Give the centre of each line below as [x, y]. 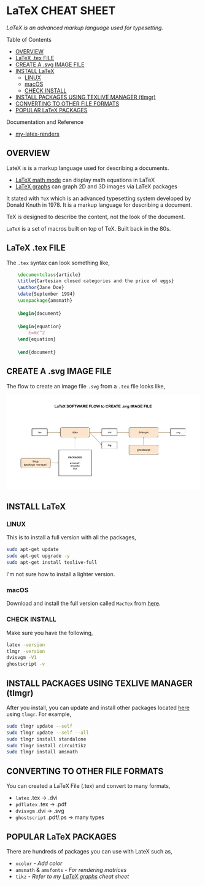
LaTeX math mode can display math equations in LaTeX [85, 180]
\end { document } [37, 352]
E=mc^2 [37, 333]
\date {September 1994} [46, 294]
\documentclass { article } [49, 275]
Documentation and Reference [45, 122]
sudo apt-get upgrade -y [38, 556]
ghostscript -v [26, 664]
